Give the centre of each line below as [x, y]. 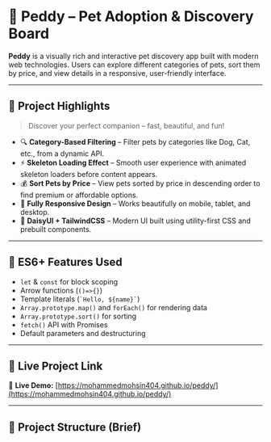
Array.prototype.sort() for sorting [78, 316]
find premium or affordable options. [79, 195]
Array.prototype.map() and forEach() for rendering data [114, 307]
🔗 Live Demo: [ [33, 385]
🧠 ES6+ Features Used [65, 262]
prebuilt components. [56, 229]
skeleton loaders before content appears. [89, 174]
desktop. [35, 212]
